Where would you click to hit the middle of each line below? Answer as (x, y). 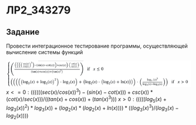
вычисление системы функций (45, 52)
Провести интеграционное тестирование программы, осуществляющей (97, 46)
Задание (23, 32)
